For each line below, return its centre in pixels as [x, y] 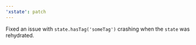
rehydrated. [20, 35]
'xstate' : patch [26, 12]
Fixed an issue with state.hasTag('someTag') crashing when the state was [98, 29]
